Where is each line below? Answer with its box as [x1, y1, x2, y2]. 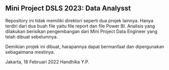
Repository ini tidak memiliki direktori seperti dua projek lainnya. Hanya [5, 17, 154, 23]
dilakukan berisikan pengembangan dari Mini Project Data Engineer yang [5, 28, 158, 34]
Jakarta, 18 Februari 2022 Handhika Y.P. [5, 58, 90, 65]
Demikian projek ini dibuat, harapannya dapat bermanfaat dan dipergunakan [5, 43, 164, 50]
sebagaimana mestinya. [5, 49, 55, 55]
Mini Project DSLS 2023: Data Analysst [5, 4, 131, 13]
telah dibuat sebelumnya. [5, 33, 58, 40]
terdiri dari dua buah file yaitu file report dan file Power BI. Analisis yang [5, 23, 155, 29]
